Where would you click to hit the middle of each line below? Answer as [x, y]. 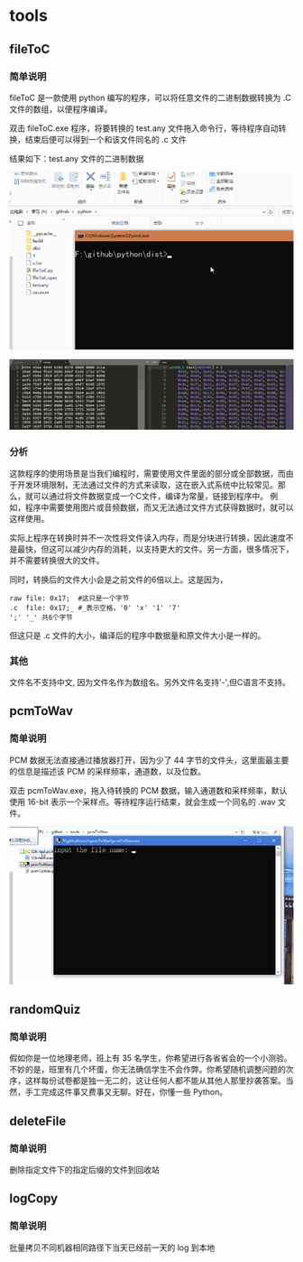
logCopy [34, 1198]
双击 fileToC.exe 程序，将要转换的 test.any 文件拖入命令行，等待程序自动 [144, 128]
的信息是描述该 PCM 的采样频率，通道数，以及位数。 [107, 771]
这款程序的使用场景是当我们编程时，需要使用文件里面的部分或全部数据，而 [147, 473]
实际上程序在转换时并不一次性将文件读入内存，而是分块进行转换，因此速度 [147, 537]
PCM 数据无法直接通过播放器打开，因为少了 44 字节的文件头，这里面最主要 [149, 760]
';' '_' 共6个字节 [41, 617]
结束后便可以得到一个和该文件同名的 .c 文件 [106, 139]
